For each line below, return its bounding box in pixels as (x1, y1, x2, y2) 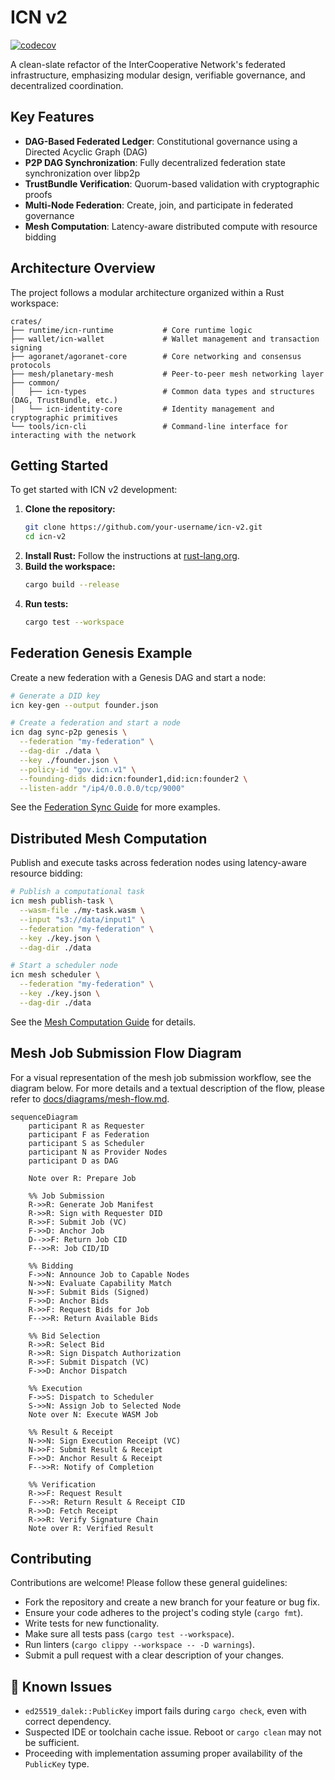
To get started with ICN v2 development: (10, 484, 178, 496)
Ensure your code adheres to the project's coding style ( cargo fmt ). (24, 1607, 304, 1619)
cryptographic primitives (10, 412, 118, 423)
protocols (10, 360, 52, 370)
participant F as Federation (28, 1129, 150, 1140)
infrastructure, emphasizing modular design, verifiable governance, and (10, 69, 306, 81)
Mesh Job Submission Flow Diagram (10, 1045, 242, 1062)
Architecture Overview (10, 260, 156, 277)
